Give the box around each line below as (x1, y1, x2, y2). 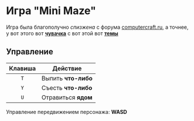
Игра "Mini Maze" (6, 4, 97, 18)
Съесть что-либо (41, 83, 93, 92)
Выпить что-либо (41, 74, 93, 82)
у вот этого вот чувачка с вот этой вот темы (6, 29, 118, 36)
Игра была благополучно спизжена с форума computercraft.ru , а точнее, (6, 23, 189, 31)
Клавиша (9, 64, 36, 72)
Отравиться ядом (41, 93, 93, 101)
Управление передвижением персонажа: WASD (6, 108, 127, 115)
